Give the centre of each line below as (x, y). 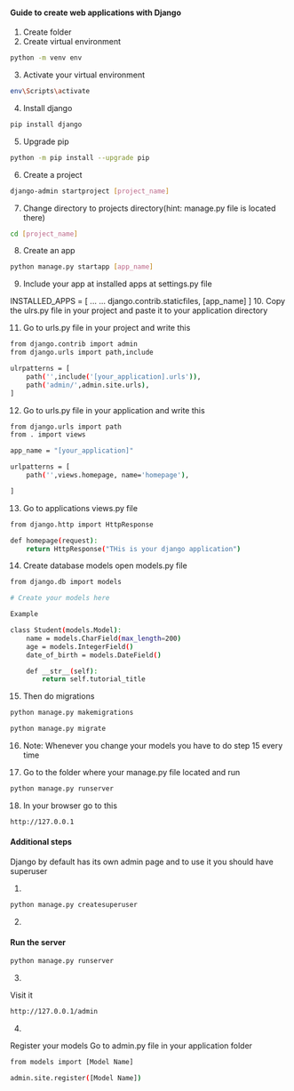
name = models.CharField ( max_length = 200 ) (103, 638)
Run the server (38, 942)
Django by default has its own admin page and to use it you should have (142, 862)
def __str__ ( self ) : (62, 671)
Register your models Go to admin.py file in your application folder (131, 1046)
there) (34, 217)
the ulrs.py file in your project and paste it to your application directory (139, 310)
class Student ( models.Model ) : (66, 630)
